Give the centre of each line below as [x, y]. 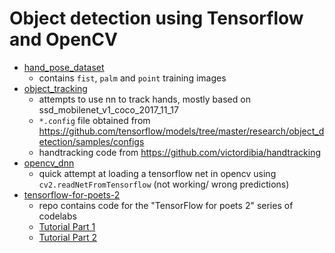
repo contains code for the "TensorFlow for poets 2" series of [166, 205]
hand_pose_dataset [64, 67]
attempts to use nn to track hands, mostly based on [144, 99]
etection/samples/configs [91, 141]
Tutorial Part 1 [67, 226]
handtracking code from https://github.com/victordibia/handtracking [179, 152]
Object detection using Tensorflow [156, 18]
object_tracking [55, 88]
